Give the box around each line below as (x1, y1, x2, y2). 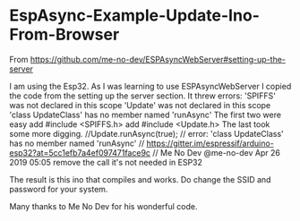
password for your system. (9, 183, 108, 194)
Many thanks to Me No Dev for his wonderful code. (9, 200, 198, 211)
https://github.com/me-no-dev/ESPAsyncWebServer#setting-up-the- (30, 54, 287, 64)
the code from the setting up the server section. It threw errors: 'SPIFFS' (9, 90, 276, 101)
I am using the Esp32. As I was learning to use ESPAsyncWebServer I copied (9, 81, 292, 91)
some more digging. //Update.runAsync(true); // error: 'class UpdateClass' (9, 128, 284, 139)
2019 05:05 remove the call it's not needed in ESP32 (9, 157, 203, 167)
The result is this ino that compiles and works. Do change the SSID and (9, 174, 271, 184)
